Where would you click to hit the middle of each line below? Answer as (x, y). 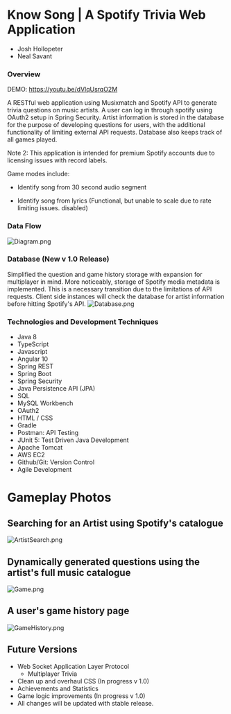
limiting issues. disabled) (52, 208)
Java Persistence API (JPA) (56, 389)
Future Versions (42, 650)
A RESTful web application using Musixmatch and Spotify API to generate (112, 103)
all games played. (32, 139)
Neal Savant (34, 56)
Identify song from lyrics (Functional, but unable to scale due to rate (114, 201)
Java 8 (27, 337)
